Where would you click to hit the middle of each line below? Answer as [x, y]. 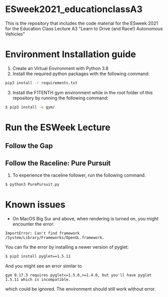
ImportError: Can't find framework [43, 233]
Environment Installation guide [71, 54]
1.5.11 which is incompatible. [38, 279]
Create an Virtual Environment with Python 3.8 [60, 68]
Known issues [35, 205]
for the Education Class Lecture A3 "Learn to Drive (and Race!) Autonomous [84, 28]
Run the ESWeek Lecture [58, 127]
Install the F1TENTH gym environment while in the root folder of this [82, 92]
